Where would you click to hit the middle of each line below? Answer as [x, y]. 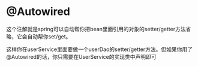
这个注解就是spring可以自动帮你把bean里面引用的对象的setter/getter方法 [96, 29]
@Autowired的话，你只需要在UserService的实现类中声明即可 [81, 56]
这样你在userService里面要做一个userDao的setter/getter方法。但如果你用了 [100, 49]
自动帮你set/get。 [49, 36]
